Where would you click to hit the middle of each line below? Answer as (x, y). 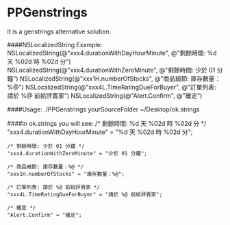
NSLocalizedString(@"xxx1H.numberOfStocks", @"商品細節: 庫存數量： (120, 78)
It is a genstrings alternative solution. (59, 31)
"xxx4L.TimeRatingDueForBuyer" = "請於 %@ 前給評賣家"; (85, 194)
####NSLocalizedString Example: (55, 44)
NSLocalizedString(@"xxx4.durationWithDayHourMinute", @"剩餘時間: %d (112, 53)
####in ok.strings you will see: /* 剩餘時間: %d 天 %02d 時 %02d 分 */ (107, 123)
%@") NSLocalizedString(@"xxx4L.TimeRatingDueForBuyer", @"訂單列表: (112, 87)
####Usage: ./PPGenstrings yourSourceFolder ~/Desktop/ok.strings (103, 109)
